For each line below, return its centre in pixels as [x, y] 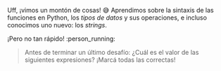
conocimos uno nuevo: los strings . [57, 25]
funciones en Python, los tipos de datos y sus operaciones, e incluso [107, 18]
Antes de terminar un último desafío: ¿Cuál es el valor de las [112, 52]
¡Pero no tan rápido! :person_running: [62, 39]
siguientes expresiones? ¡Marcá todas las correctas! [100, 60]
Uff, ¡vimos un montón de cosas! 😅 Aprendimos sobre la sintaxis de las [110, 10]
